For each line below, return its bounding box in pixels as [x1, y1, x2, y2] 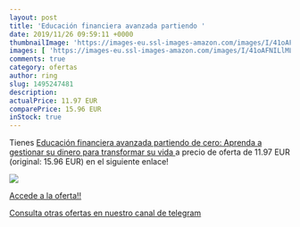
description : [9, 88, 58, 97]
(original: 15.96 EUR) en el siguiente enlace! [9, 156, 170, 167]
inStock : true [9, 113, 62, 122]
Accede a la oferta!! [9, 190, 82, 201]
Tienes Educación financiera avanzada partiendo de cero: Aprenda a [9, 138, 262, 148]
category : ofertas [9, 63, 78, 72]
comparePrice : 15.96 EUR [9, 105, 102, 113]
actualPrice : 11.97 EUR [9, 96, 98, 105]
